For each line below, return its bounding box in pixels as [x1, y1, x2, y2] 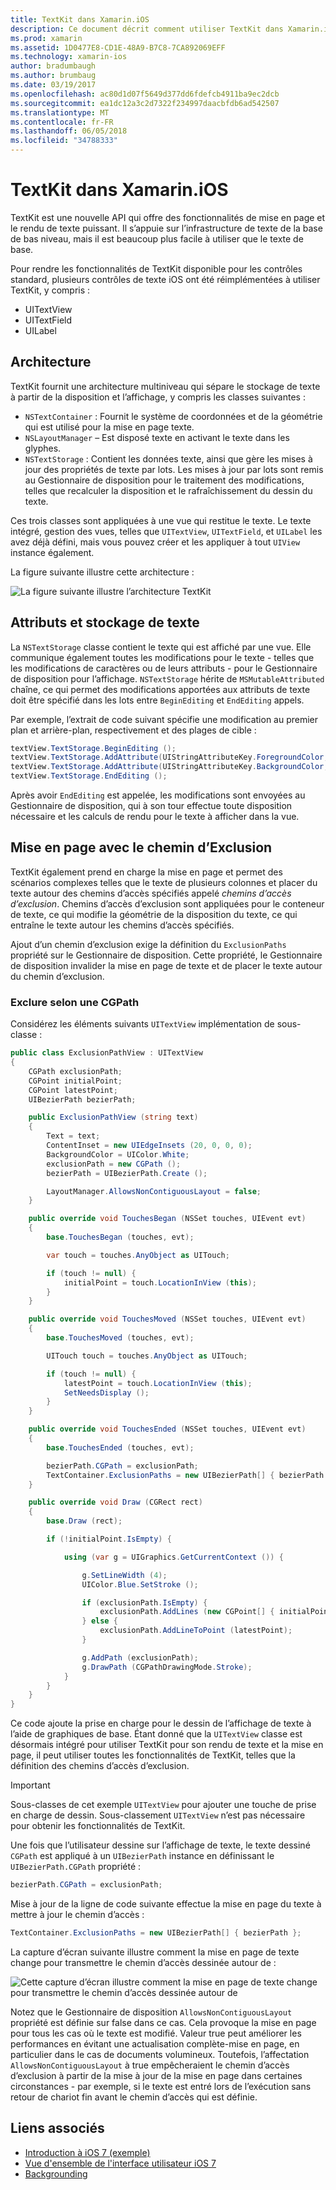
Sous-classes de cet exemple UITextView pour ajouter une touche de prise [10, 1799, 317, 1811]
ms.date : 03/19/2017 [10, 80, 97, 90]
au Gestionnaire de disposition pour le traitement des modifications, [24, 474, 305, 486]
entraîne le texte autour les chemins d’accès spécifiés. [10, 919, 235, 931]
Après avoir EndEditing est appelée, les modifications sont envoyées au [10, 789, 306, 801]
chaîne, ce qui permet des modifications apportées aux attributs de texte [10, 683, 311, 695]
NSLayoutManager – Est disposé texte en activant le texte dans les [24, 431, 290, 443]
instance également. [10, 546, 95, 558]
